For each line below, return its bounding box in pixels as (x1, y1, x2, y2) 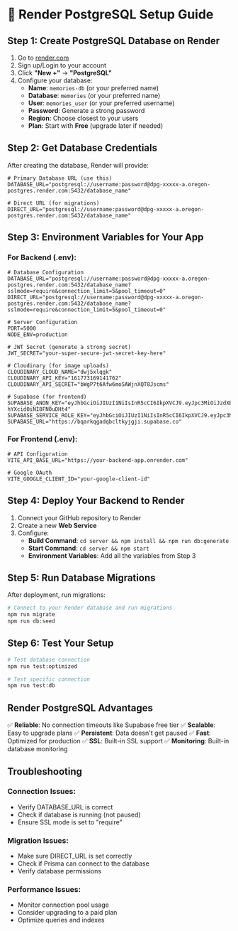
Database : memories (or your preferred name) (28, 92, 161, 99)
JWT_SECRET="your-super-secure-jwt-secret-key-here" (7, 350, 166, 357)
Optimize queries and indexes (17, 916, 105, 925)
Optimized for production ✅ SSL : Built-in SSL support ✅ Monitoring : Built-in (7, 737, 229, 746)
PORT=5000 (7, 325, 37, 332)
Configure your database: (17, 76, 93, 85)
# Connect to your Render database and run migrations (7, 604, 173, 612)
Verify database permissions (17, 867, 101, 876)
